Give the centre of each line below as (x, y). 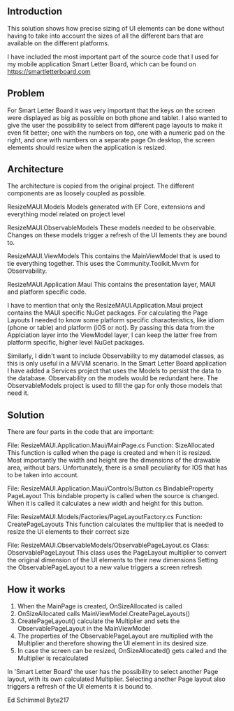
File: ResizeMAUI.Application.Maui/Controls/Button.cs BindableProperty (111, 488)
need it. (18, 393)
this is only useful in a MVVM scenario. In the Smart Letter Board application (117, 364)
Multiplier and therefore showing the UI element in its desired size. (113, 643)
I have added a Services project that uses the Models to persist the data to (115, 371)
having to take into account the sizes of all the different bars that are (105, 36)
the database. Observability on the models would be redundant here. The (113, 378)
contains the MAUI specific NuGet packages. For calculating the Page (108, 313)
